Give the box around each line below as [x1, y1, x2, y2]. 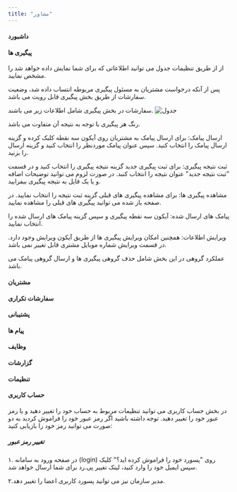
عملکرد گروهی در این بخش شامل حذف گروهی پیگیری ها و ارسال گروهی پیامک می [8, 254, 225, 263]
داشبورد [8, 32, 29, 41]
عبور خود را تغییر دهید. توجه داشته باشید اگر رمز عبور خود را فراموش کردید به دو [8, 414, 219, 422]
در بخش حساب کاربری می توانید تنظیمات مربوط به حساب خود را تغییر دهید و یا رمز [8, 406, 227, 414]
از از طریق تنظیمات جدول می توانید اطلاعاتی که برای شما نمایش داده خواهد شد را [8, 64, 224, 73]
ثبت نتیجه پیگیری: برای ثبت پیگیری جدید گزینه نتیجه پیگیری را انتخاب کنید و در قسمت [8, 162, 228, 171]
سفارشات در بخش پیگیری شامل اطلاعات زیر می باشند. [8, 106, 154, 115]
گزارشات [8, 358, 32, 367]
